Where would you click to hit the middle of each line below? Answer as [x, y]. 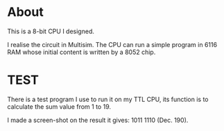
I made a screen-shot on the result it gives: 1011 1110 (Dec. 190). [98, 120]
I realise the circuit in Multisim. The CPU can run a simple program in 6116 [112, 44]
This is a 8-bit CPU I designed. [51, 31]
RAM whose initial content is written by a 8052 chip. [81, 52]
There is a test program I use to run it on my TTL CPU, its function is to [108, 99]
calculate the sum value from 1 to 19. [59, 106]
